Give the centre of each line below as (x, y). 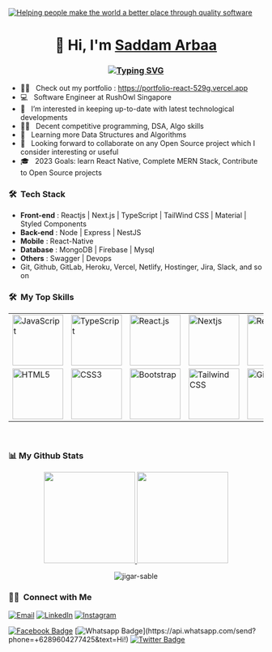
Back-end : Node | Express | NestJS (81, 232)
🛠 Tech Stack (37, 195)
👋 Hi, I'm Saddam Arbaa (136, 45)
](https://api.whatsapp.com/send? (200, 631)
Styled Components (53, 224)
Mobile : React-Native (57, 241)
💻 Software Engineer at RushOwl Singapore (96, 97)
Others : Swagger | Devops (66, 258)
